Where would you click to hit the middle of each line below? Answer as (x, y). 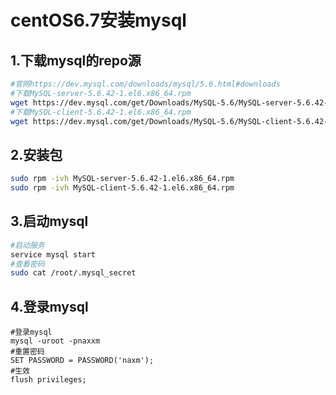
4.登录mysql (49, 306)
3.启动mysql (49, 221)
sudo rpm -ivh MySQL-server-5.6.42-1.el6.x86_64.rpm (122, 179)
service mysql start (53, 254)
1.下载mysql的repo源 (76, 60)
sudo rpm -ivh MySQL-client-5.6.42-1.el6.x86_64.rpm (122, 188)
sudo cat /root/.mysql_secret (73, 273)
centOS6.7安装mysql (98, 20)
